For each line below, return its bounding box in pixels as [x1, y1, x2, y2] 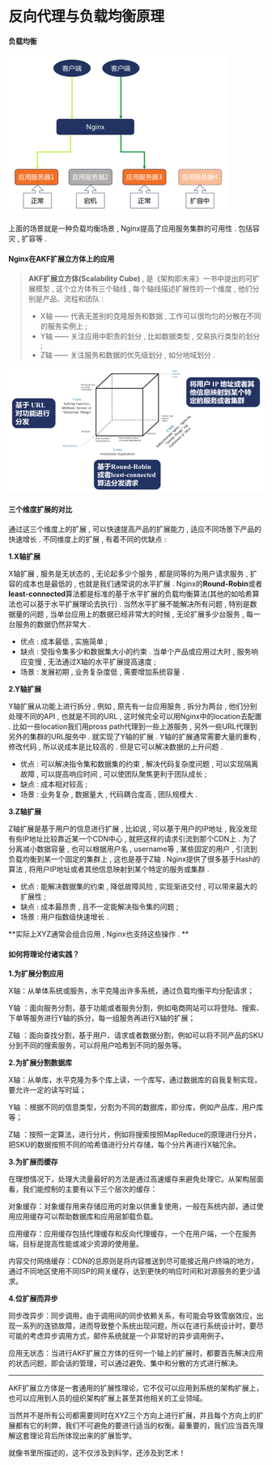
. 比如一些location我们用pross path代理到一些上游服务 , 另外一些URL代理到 [8, 722, 257, 731]
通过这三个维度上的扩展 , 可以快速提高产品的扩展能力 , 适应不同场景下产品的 [8, 524, 261, 534]
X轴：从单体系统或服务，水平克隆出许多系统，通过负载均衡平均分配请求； [8, 986, 255, 996]
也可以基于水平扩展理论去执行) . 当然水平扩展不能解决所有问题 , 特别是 [15, 599, 250, 609]
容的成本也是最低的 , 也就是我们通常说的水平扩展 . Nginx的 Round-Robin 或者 [8, 579, 263, 589]
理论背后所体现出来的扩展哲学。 [29, 1431, 136, 1441]
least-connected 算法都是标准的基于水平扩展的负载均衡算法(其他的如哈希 [8, 589, 253, 599]
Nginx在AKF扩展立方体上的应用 [8, 253, 115, 263]
